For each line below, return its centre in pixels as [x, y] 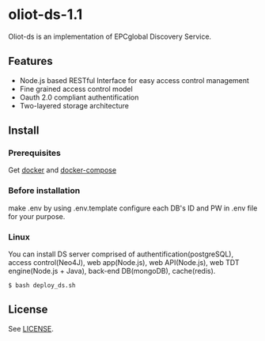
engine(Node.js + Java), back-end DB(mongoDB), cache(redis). [112, 271]
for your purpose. [37, 216]
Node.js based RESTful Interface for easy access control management [134, 80]
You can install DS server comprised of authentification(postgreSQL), [121, 254]
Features [30, 61]
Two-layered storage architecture [74, 105]
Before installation [44, 191]
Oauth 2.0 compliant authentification [79, 97]
